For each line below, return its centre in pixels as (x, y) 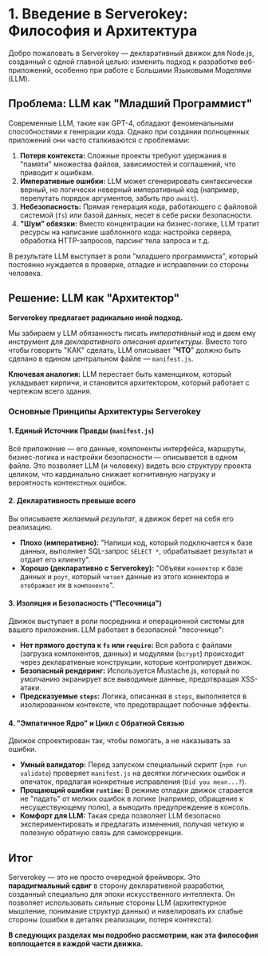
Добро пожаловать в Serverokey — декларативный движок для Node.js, (131, 53)
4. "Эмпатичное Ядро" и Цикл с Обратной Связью (97, 723)
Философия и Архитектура (103, 31)
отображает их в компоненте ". (67, 585)
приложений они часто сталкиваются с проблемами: (99, 140)
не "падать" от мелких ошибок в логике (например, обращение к (132, 799)
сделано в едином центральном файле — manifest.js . (101, 358)
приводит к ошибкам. (57, 172)
